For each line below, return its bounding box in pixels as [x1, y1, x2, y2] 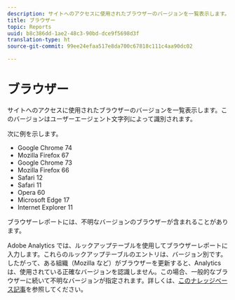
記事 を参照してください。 [13, 285, 88, 293]
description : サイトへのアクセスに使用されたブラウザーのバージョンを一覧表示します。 [7, 10, 230, 18]
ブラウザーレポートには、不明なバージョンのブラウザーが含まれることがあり [7, 217, 229, 226]
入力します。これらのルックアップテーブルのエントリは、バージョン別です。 [7, 250, 227, 258]
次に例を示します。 [7, 129, 62, 137]
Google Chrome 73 [17, 158, 72, 167]
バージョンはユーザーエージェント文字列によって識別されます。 [13, 114, 196, 123]
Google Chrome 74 [17, 143, 72, 151]
